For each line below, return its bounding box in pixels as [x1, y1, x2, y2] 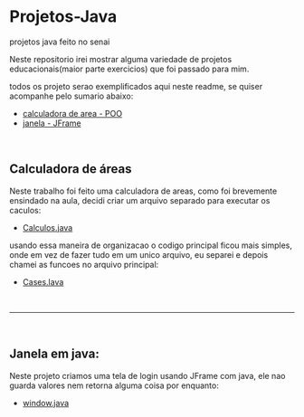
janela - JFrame [22, 118, 81, 128]
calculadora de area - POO [22, 108, 123, 118]
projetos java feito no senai [9, 36, 110, 47]
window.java [22, 397, 70, 408]
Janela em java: [9, 346, 100, 362]
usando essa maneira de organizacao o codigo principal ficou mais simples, [9, 240, 292, 251]
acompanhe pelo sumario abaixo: [9, 90, 134, 101]
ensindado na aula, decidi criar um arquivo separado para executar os [9, 194, 271, 205]
